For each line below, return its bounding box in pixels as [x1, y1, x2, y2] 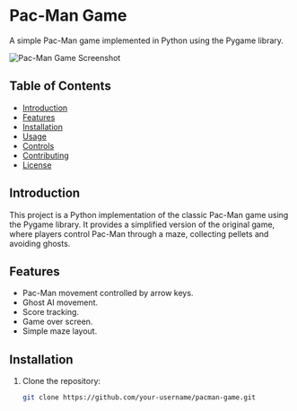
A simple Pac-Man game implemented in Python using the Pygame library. [9, 35, 284, 46]
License [22, 159, 52, 171]
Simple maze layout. [22, 326, 98, 337]
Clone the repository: [22, 376, 101, 387]
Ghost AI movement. [22, 297, 99, 308]
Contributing [22, 150, 69, 161]
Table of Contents [9, 78, 112, 94]
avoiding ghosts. [9, 238, 71, 249]
